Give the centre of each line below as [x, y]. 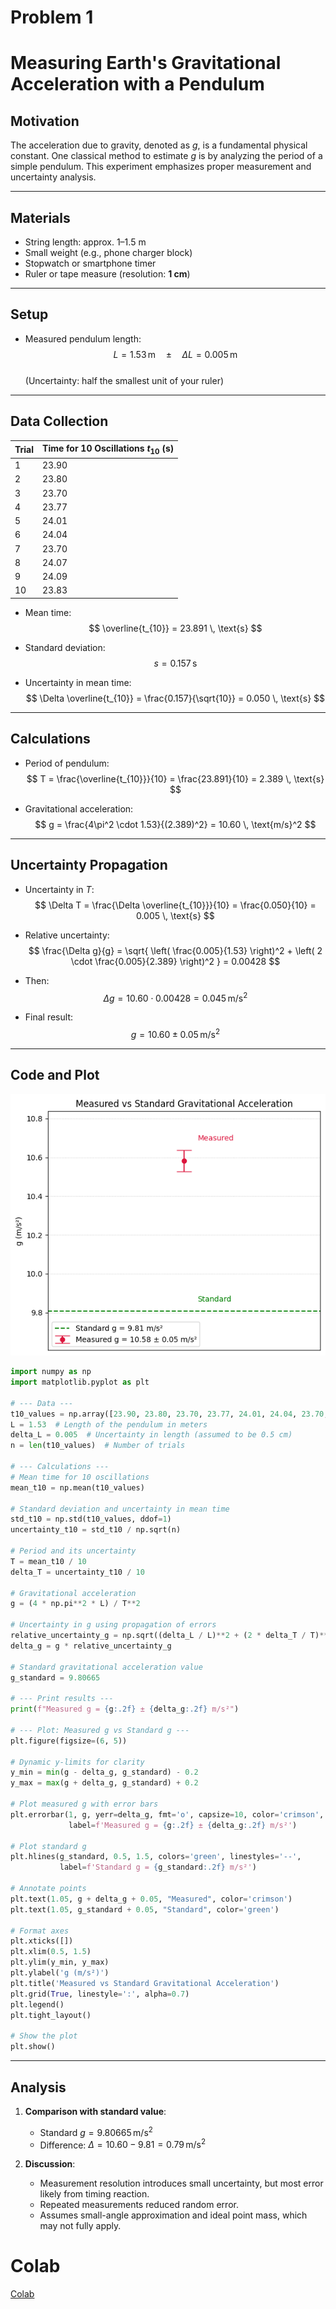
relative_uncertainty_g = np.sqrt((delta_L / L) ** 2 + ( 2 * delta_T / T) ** [169, 1636]
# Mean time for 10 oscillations [80, 1477]
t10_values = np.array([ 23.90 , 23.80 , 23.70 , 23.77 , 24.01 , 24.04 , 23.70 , [169, 1414]
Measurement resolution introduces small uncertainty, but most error [181, 2183]
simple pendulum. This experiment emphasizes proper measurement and [161, 167]
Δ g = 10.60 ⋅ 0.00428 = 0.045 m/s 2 [175, 997]
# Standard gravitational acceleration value [106, 1667]
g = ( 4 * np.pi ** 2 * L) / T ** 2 [75, 1604]
